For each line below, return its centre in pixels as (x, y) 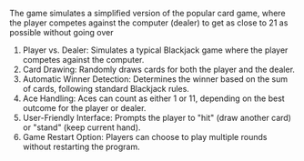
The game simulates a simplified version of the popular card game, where (147, 13)
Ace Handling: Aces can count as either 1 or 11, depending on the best (153, 98)
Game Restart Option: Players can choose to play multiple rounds (145, 137)
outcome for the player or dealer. (84, 108)
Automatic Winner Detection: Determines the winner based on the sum (155, 79)
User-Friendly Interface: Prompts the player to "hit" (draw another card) (157, 118)
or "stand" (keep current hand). (81, 127)
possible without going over (61, 32)
